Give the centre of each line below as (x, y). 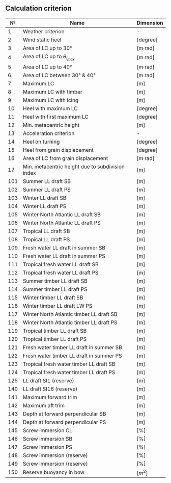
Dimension (150, 22)
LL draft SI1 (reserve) (49, 380)
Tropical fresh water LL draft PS (61, 272)
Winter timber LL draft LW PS (58, 306)
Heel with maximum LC (50, 108)
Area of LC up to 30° (47, 48)
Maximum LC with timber (52, 91)
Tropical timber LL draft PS (55, 339)
